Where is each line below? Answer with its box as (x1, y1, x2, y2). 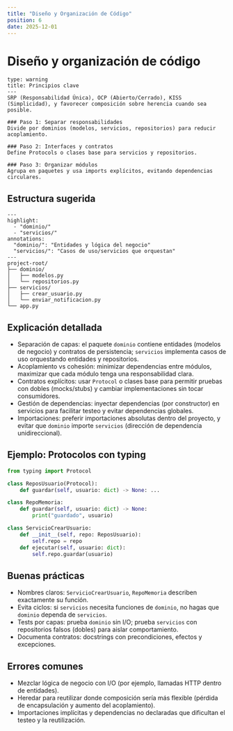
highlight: (7, 217, 39, 224)
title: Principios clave (7, 82, 79, 89)
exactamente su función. (17, 596, 89, 604)
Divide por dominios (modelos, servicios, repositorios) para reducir (7, 125, 216, 132)
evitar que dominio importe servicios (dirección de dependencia (17, 421, 202, 429)
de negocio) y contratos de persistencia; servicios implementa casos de (17, 347, 227, 355)
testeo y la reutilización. (17, 716, 86, 724)
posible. (7, 107, 33, 114)
